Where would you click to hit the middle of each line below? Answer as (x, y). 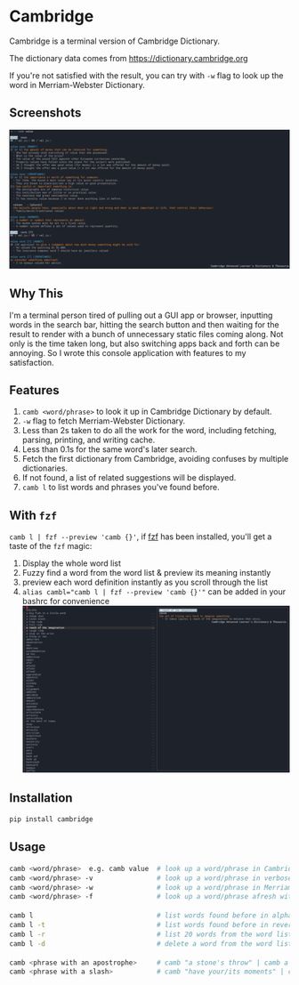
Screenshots (45, 113)
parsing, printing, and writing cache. (89, 440)
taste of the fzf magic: (51, 546)
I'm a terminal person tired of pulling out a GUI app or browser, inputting (141, 315)
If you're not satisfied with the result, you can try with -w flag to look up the (146, 75)
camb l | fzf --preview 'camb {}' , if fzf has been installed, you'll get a (141, 537)
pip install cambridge (51, 819)
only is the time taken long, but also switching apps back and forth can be (145, 343)
